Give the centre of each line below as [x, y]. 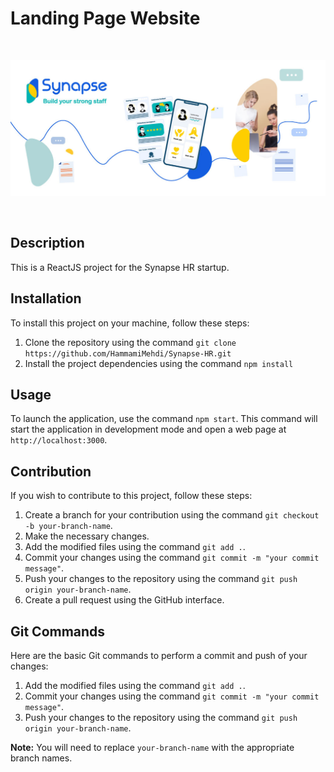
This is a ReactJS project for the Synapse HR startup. [120, 267]
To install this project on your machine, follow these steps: [130, 323]
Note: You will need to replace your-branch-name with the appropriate [152, 748]
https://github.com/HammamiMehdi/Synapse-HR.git [128, 353]
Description [47, 243]
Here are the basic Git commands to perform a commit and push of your [159, 656]
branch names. [41, 758]
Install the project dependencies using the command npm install [159, 363]
